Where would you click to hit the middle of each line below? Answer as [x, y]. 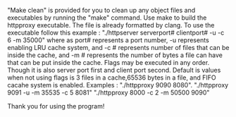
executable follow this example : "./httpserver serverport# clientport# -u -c [116, 32]
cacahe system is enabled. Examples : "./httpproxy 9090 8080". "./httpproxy [118, 85]
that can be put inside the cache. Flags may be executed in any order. [108, 62]
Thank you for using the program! [56, 106]
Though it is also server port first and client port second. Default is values [114, 70]
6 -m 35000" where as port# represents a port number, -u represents [108, 40]
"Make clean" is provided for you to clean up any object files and [101, 10]
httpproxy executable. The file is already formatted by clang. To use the [111, 25]
